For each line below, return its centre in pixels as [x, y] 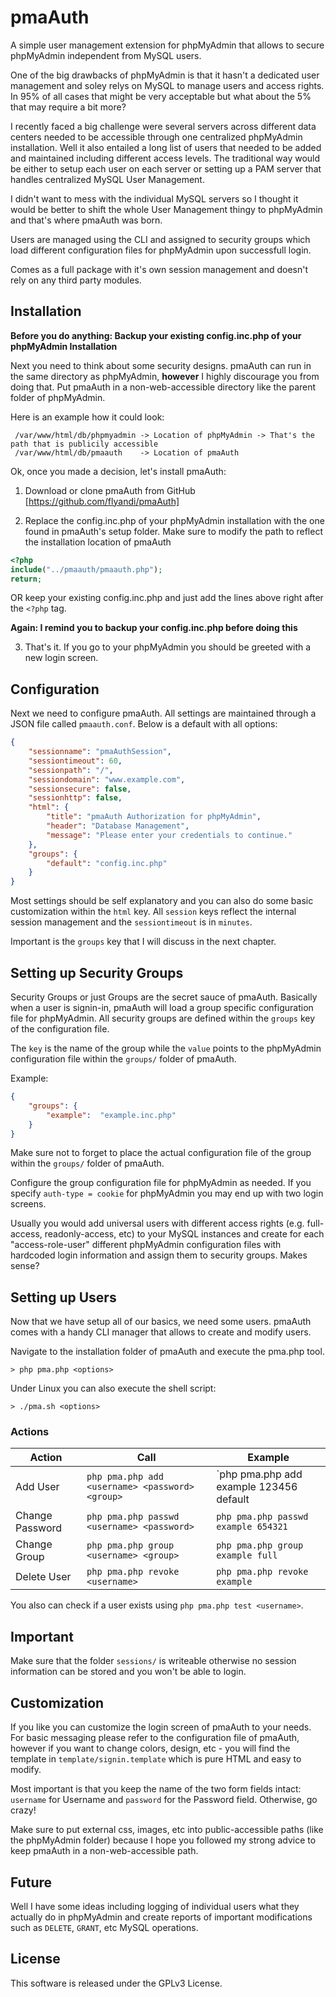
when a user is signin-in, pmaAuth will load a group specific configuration [162, 1007]
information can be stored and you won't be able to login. [128, 1672]
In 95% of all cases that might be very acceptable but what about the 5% [161, 96]
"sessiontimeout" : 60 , [75, 761]
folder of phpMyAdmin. [58, 397]
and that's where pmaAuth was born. [86, 220]
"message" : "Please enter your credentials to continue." [169, 835]
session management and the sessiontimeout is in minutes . [131, 922]
